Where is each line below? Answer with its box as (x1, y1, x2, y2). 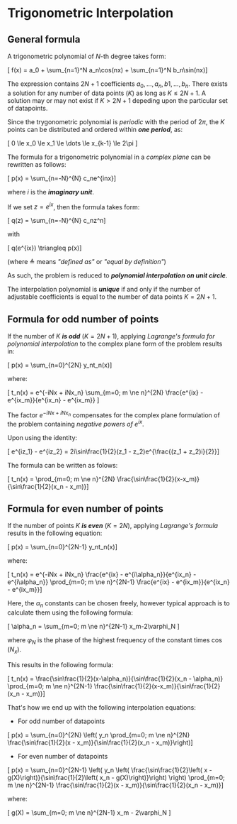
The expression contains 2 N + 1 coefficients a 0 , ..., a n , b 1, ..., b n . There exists (7, 79, 228, 89)
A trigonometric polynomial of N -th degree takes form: (7, 52, 166, 60)
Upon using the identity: (7, 433, 78, 441)
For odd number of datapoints (17, 717, 105, 725)
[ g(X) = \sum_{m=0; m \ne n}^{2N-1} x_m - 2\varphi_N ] (7, 808, 171, 817)
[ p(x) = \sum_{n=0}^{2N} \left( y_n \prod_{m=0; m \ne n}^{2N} (7, 730, 190, 739)
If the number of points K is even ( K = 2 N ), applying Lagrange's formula (7, 522, 218, 530)
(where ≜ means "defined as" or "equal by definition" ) (7, 258, 166, 266)
